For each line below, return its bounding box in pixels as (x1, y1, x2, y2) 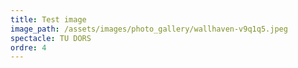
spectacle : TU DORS (10, 33, 92, 43)
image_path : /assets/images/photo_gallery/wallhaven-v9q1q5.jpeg (10, 24, 288, 34)
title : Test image (10, 14, 87, 25)
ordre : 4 (10, 42, 47, 53)
